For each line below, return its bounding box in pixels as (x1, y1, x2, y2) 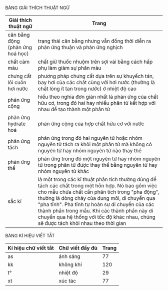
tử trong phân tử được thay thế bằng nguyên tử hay (37, 162, 157, 168)
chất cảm (7, 58, 30, 65)
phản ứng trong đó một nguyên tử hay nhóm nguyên (37, 155, 160, 162)
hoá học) (7, 50, 29, 57)
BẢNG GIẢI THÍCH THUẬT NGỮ (5, 5, 70, 11)
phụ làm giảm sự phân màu (37, 65, 101, 71)
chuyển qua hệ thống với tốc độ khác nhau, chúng (37, 213, 156, 220)
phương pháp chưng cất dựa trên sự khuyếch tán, (37, 73, 154, 80)
